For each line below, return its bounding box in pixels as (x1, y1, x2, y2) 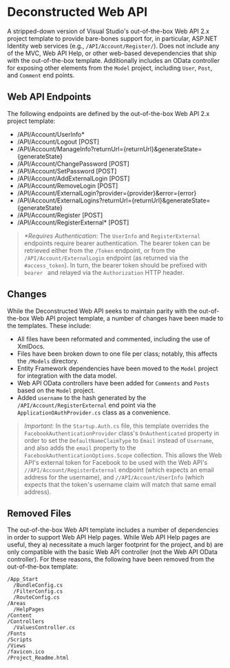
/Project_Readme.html (7, 654, 70, 662)
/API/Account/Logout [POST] (17, 137, 100, 146)
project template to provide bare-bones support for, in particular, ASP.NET (7, 34, 218, 42)
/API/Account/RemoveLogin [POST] (17, 181, 118, 190)
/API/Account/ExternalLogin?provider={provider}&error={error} (17, 189, 197, 197)
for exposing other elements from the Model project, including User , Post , (7, 64, 213, 72)
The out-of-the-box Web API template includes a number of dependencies (7, 526, 219, 534)
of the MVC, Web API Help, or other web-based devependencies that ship (7, 49, 217, 57)
